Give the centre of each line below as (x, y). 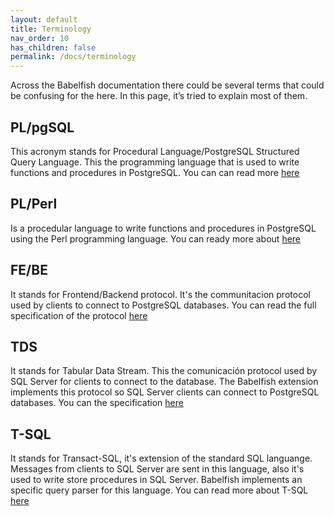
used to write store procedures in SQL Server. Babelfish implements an (156, 480)
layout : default (44, 19)
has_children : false (53, 47)
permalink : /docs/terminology (73, 57)
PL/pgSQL (42, 127)
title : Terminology (51, 29)
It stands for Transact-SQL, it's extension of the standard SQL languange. (161, 458)
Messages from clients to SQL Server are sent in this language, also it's (157, 469)
